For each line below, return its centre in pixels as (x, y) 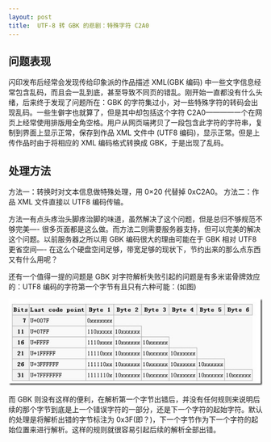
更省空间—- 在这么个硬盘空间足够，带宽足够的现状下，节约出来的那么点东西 (135, 250)
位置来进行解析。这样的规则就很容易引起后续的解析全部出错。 (117, 430)
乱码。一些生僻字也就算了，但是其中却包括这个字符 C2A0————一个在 (135, 112)
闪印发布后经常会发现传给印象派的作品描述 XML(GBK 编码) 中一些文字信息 (131, 82)
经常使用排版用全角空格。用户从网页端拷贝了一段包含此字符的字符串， (139, 123)
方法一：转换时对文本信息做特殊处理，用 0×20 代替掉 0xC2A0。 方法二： (130, 192)
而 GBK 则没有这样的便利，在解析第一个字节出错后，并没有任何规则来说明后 (134, 399)
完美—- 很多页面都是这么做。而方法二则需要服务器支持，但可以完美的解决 (138, 229)
